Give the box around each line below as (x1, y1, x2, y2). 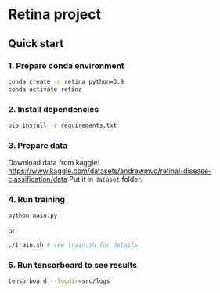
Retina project (8, 5, 102, 24)
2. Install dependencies (8, 103, 99, 114)
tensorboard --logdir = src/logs (8, 277, 110, 285)
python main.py (8, 212, 58, 220)
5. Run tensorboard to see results (8, 260, 138, 271)
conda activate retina (8, 85, 82, 93)
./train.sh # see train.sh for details (8, 241, 139, 249)
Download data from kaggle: (8, 158, 100, 168)
